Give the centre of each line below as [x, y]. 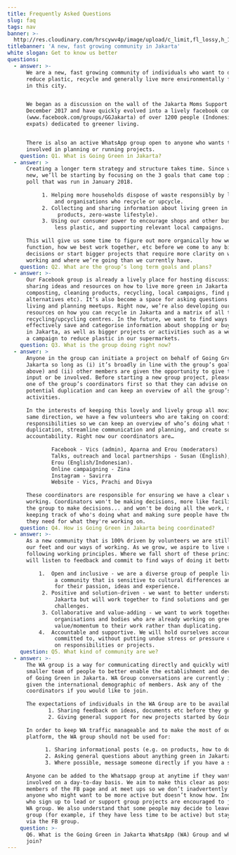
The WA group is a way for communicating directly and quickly [120, 665]
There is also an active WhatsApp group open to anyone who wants [125, 142]
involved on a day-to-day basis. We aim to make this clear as [120, 782]
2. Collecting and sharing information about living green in [135, 208]
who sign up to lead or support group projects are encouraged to [125, 802]
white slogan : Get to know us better [63, 53]
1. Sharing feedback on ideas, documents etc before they [135, 710]
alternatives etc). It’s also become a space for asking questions [127, 299]
